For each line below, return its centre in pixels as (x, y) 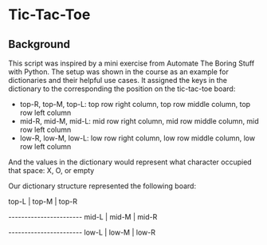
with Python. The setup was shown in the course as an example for (118, 72)
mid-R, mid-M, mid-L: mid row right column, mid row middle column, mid (139, 121)
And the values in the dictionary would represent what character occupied (130, 162)
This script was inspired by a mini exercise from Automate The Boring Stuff (132, 63)
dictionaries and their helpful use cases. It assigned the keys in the (118, 80)
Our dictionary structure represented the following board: (102, 186)
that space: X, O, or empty (51, 170)
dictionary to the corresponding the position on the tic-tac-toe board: (122, 89)
